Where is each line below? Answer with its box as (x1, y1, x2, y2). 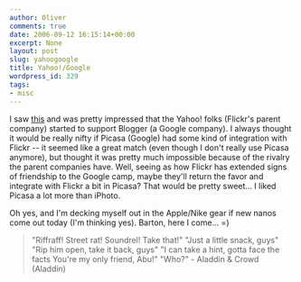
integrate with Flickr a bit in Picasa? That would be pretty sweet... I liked (9, 180, 277, 191)
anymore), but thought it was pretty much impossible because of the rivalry (9, 151, 291, 162)
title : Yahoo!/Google (9, 64, 91, 73)
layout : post (9, 47, 59, 56)
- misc (9, 88, 34, 97)
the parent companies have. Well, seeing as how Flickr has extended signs (9, 161, 287, 172)
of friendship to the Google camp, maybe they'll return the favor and (9, 170, 264, 181)
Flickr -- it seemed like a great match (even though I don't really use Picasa (9, 141, 289, 153)
